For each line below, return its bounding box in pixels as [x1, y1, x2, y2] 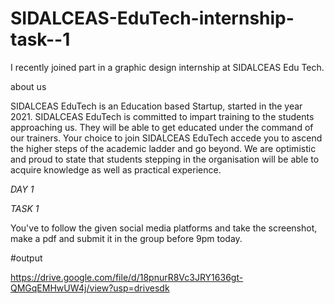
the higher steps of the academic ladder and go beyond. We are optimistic [10, 142, 317, 154]
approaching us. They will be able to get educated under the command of [10, 121, 314, 133]
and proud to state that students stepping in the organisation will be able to [10, 153, 320, 165]
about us [10, 80, 47, 92]
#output [10, 252, 43, 264]
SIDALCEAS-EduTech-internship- [10, 7, 295, 30]
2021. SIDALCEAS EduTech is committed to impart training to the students [10, 110, 315, 122]
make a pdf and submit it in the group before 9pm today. [10, 232, 243, 244]
